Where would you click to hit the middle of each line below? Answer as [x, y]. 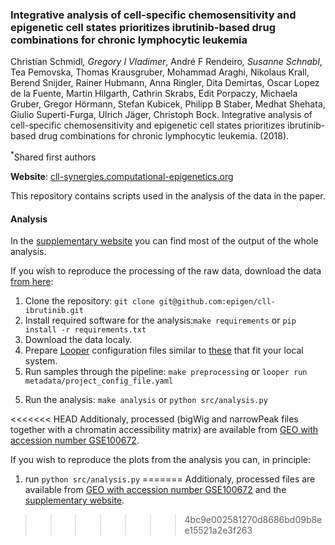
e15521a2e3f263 [218, 530]
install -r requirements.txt [85, 330]
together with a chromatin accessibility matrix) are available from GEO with [164, 430]
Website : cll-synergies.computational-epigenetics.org [122, 176]
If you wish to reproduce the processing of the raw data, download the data [166, 271]
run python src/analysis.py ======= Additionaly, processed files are [170, 479]
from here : [32, 282]
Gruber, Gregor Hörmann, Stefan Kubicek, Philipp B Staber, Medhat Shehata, [168, 104]
